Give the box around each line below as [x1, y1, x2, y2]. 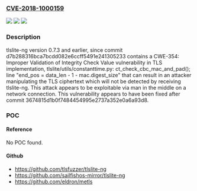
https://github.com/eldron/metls [14, 178, 93, 185]
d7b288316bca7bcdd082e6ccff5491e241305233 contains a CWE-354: [6, 52, 179, 60]
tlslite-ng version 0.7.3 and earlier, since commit [6, 46, 123, 54]
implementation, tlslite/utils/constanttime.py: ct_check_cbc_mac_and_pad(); [6, 65, 190, 72]
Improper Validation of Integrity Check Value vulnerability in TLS [6, 59, 163, 66]
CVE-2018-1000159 [6, 4, 64, 12]
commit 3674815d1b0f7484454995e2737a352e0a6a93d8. [6, 96, 149, 104]
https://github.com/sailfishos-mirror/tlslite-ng [14, 172, 125, 179]
